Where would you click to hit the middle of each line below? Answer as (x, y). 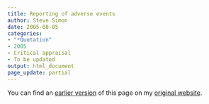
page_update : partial (39, 72)
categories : (25, 33)
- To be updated (31, 60)
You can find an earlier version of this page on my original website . (105, 93)
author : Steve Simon (38, 20)
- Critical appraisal (39, 53)
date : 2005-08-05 (33, 27)
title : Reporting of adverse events (61, 14)
